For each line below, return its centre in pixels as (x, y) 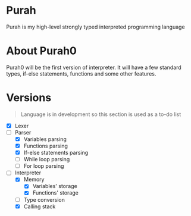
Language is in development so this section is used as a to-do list (101, 114)
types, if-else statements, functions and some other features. (81, 73)
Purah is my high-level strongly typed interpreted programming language (96, 27)
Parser (23, 132)
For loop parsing (44, 166)
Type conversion (44, 199)
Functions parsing (46, 146)
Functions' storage (55, 193)
